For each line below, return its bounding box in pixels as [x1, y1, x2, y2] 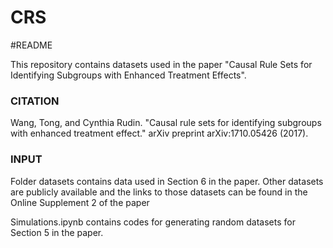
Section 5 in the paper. [10, 226, 104, 238]
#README [10, 39, 53, 51]
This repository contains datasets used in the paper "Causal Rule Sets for [10, 58, 313, 70]
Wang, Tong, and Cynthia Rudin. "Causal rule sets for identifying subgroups [10, 117, 322, 129]
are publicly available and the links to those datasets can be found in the [10, 186, 308, 198]
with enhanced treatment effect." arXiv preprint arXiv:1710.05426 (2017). [10, 127, 309, 140]
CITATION [10, 94, 60, 108]
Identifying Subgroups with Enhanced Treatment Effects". [10, 69, 247, 81]
